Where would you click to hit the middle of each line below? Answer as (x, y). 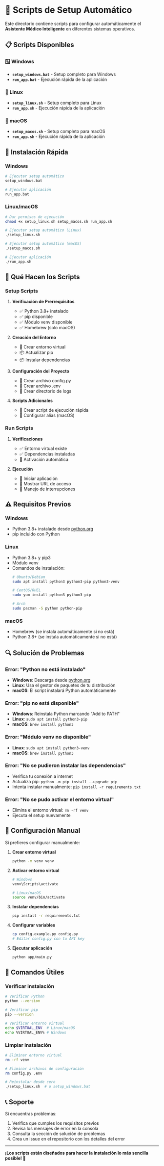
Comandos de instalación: (38, 568)
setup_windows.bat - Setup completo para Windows (64, 74)
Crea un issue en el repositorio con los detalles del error (69, 1139)
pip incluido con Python (36, 534)
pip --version (20, 1015)
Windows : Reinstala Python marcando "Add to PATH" (66, 714)
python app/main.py (32, 957)
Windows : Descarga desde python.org (51, 680)
